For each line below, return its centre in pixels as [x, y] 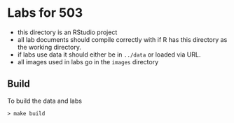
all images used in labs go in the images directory [88, 61]
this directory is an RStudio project [67, 32]
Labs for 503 [45, 13]
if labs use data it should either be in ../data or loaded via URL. [109, 55]
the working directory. [49, 47]
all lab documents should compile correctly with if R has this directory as [122, 39]
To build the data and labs [45, 101]
